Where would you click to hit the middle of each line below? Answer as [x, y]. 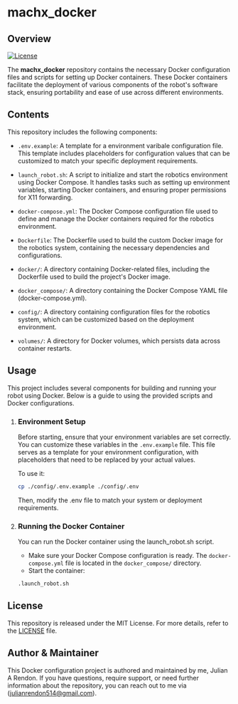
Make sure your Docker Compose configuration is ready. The [118, 556]
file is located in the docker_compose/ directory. [133, 563]
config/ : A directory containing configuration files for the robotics [114, 311]
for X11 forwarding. [45, 197]
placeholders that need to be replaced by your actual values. [107, 460]
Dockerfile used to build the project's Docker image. [94, 276]
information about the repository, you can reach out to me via [97, 685]
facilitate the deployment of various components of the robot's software [113, 85]
